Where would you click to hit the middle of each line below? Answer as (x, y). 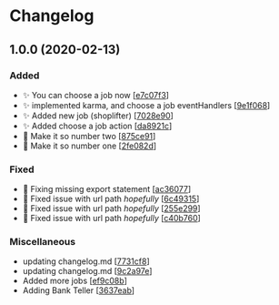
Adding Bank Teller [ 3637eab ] (78, 290)
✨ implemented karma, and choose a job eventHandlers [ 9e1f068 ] (146, 105)
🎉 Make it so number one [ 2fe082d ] (90, 146)
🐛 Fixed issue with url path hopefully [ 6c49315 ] (111, 199)
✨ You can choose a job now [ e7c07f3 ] (96, 95)
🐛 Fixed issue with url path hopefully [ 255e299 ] (112, 208)
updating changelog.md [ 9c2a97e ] (87, 271)
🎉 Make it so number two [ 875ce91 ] (89, 136)
